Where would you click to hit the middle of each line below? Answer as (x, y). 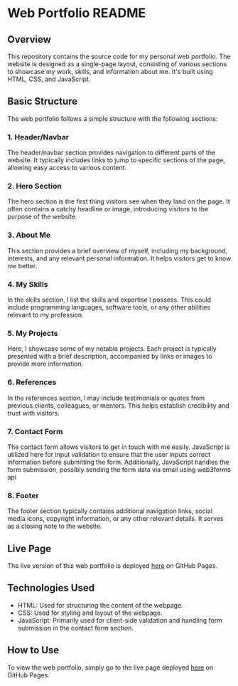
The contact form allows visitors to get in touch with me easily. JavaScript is (119, 447)
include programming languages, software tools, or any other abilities (109, 307)
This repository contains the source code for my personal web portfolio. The (119, 56)
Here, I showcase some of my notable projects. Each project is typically (112, 349)
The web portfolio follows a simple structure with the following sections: (113, 118)
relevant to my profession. (45, 315)
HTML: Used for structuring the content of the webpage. (100, 605)
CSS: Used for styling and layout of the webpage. (90, 613)
